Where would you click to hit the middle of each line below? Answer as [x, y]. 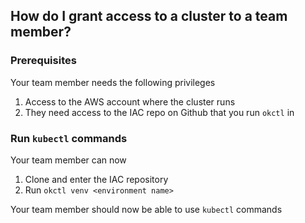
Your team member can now [68, 160]
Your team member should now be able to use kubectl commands [146, 209]
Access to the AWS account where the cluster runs [130, 101]
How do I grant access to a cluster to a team [149, 16]
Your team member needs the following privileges [113, 82]
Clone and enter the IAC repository [96, 179]
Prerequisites [43, 61]
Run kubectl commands [69, 138]
